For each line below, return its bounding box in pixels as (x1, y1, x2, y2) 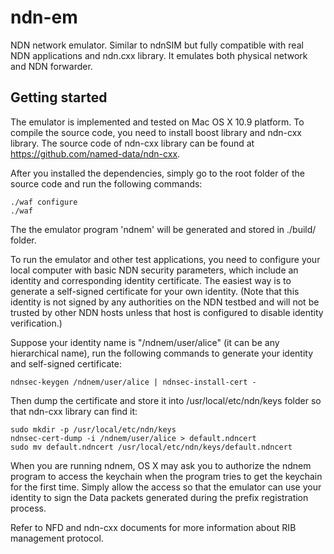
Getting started (10, 89, 108, 106)
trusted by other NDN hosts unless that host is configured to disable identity (10, 306, 324, 318)
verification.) (10, 317, 63, 329)
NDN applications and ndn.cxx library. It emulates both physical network (10, 49, 308, 61)
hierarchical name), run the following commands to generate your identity (10, 347, 314, 359)
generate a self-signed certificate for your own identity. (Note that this (10, 285, 300, 297)
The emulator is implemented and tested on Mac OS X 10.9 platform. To (10, 116, 305, 128)
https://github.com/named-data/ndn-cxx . (10, 147, 181, 160)
